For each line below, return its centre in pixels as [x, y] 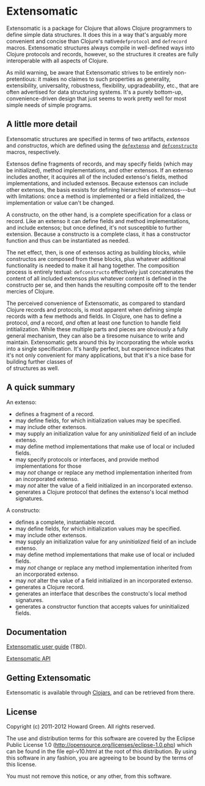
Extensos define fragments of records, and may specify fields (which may [99, 164]
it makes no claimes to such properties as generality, [104, 79]
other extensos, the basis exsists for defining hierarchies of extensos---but [101, 189]
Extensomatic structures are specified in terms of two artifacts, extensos [98, 139]
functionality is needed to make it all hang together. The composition [93, 265]
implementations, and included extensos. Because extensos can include [97, 183]
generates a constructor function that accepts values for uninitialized [102, 606]
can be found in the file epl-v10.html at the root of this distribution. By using [102, 751]
